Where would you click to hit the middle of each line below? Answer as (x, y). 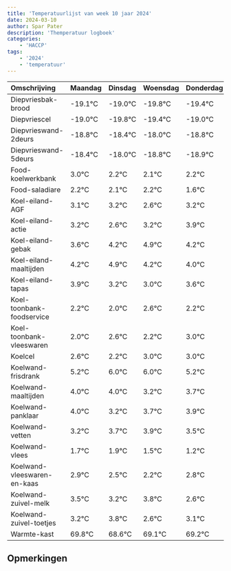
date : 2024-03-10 (32, 20)
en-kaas (25, 483)
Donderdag (204, 88)
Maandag (86, 88)
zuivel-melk (30, 503)
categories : (24, 39)
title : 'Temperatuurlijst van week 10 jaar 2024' (80, 13)
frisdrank (25, 376)
